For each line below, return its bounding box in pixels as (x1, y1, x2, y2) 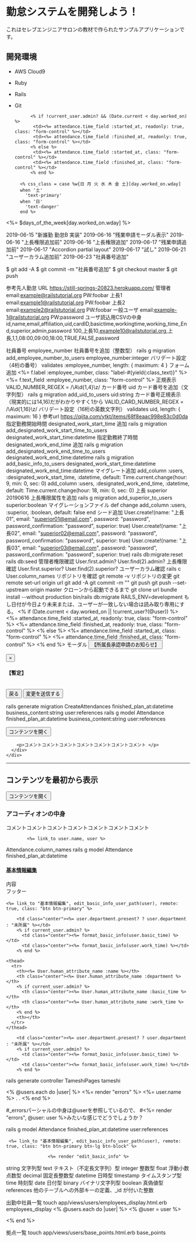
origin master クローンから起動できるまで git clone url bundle (30, 586, 177, 593)
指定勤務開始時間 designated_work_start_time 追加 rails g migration (6, 420, 167, 427)
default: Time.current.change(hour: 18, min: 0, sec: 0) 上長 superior (6, 487, 167, 494)
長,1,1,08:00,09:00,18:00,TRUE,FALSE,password (6, 335, 120, 342)
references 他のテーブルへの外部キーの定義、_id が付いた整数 (6, 1187, 154, 1194)
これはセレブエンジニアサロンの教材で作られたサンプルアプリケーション (6, 26, 180, 33)
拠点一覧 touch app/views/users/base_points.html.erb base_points (6, 1229, 166, 1236)
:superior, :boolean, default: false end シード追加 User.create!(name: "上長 (6, 509, 185, 516)
